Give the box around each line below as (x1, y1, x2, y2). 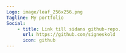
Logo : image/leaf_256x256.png (6, 9, 83, 15)
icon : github (22, 37, 56, 43)
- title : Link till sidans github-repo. (17, 26, 121, 32)
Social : (6, 20, 26, 26)
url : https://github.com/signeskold (22, 32, 116, 38)
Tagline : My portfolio (6, 15, 64, 21)
